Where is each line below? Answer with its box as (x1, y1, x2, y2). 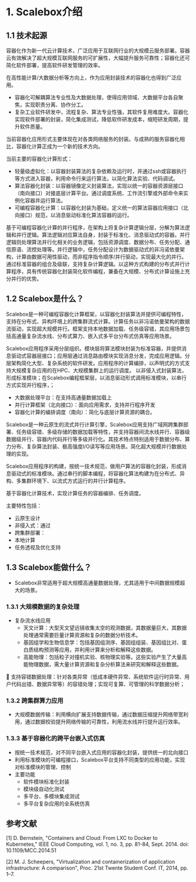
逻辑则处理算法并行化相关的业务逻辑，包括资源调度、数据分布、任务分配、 (6, 239, 185, 246)
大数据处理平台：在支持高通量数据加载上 (14, 394, 112, 401)
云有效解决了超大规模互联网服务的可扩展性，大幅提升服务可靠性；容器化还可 (6, 54, 190, 61)
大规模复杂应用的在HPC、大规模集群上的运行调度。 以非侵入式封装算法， (10, 367, 187, 374)
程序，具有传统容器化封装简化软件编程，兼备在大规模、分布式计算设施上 (10, 268, 185, 275)
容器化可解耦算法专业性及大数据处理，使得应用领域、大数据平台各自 (14, 94, 178, 101)
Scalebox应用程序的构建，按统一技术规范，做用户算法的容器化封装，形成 (6, 463, 182, 470)
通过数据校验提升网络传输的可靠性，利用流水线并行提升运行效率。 (24, 718, 184, 725)
